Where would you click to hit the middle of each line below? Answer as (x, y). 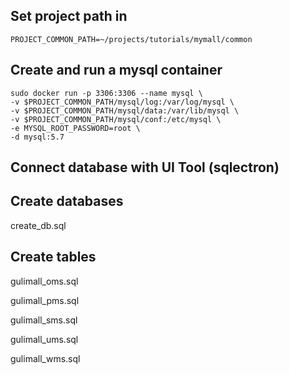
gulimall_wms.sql (45, 358)
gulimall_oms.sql (44, 281)
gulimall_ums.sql (44, 339)
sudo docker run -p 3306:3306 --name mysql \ (106, 93)
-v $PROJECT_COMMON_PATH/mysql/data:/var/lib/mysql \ (125, 110)
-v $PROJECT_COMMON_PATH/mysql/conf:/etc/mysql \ (116, 119)
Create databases (67, 201)
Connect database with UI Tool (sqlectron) (145, 167)
